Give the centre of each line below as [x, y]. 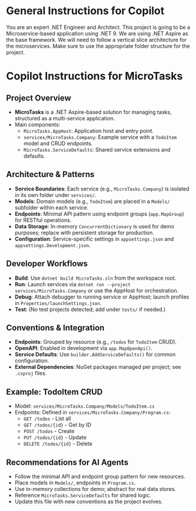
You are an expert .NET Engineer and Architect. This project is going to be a [98, 27]
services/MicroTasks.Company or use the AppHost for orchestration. [97, 290]
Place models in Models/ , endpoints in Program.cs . [75, 483]
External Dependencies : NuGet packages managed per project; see [98, 367]
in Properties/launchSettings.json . [58, 303]
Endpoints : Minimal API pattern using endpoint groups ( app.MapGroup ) [99, 214]
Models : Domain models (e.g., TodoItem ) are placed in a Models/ [92, 201]
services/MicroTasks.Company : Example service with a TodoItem [100, 137]
